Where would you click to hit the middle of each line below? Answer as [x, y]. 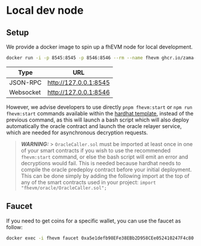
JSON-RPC [25, 83]
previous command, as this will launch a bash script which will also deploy [98, 120]
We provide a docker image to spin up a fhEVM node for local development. [100, 47]
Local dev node [45, 10]
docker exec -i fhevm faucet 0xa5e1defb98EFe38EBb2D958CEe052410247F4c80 [100, 238]
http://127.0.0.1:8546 [79, 92]
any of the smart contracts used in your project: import [89, 182]
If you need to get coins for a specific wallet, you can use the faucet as [94, 221]
